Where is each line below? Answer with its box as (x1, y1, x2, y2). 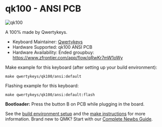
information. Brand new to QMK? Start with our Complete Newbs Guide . (5, 116, 153, 122)
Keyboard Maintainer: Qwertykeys (12, 38, 83, 45)
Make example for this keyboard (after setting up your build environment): (5, 64, 157, 70)
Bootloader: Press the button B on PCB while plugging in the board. (5, 101, 145, 107)
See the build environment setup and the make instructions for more (5, 111, 146, 117)
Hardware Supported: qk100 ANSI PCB (12, 44, 92, 50)
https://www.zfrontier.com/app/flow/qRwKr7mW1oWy (12, 54, 123, 60)
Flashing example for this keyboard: (5, 83, 79, 89)
